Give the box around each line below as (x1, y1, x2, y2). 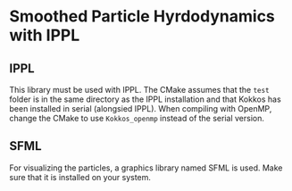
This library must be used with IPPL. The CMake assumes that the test (9, 85, 270, 95)
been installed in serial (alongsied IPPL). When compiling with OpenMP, (9, 104, 272, 113)
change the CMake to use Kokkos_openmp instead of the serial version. (9, 113, 265, 123)
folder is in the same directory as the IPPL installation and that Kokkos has (9, 94, 281, 104)
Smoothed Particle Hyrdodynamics (9, 6, 275, 27)
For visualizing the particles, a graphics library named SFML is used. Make (9, 162, 283, 173)
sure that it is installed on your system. (9, 171, 152, 182)
